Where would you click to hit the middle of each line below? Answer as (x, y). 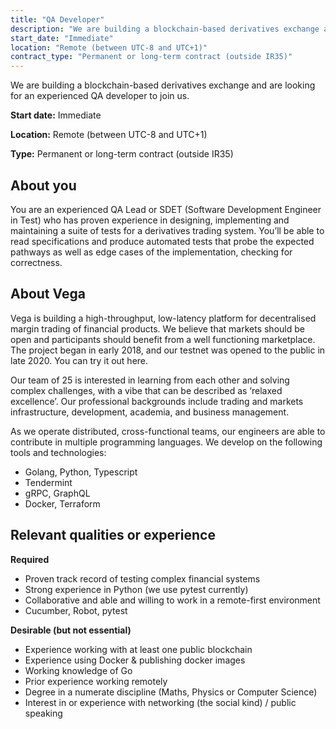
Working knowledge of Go (78, 670)
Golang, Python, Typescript (81, 472)
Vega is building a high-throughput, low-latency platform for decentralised (163, 318)
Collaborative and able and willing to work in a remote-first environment (172, 600)
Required (30, 559)
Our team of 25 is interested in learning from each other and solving (150, 380)
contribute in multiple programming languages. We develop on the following (166, 442)
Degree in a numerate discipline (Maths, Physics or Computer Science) (171, 692)
